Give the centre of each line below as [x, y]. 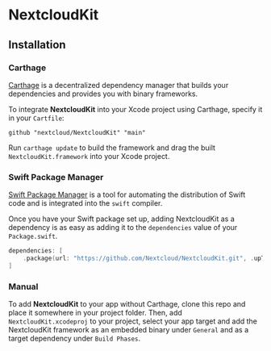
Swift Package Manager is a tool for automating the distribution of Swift [127, 194]
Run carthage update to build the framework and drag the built [112, 148]
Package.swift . [33, 236]
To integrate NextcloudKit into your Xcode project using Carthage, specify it [135, 109]
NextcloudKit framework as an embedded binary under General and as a [129, 330]
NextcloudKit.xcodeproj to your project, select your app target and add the [133, 321]
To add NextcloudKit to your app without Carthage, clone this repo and [127, 304]
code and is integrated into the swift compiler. [85, 203]
